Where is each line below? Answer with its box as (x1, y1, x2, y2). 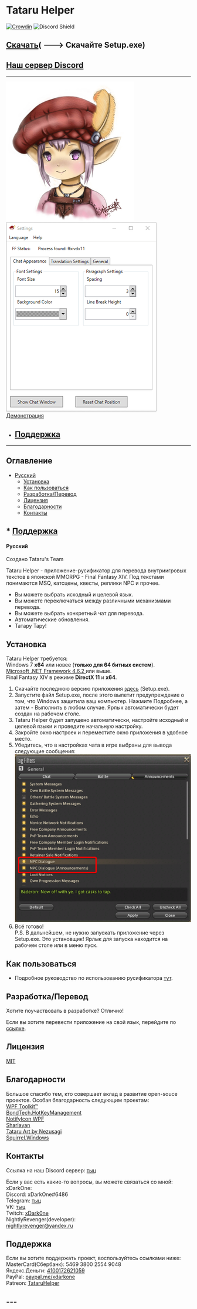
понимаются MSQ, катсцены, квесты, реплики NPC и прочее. (6, 579, 160, 586)
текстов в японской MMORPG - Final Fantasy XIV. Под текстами (6, 574, 164, 581)
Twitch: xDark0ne (6, 1209, 49, 1217)
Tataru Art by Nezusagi (6, 1128, 62, 1135)
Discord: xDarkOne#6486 (6, 1191, 69, 1198)
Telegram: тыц (6, 1197, 41, 1204)
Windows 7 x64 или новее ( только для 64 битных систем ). (6, 661, 155, 668)
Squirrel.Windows (6, 1134, 49, 1141)
